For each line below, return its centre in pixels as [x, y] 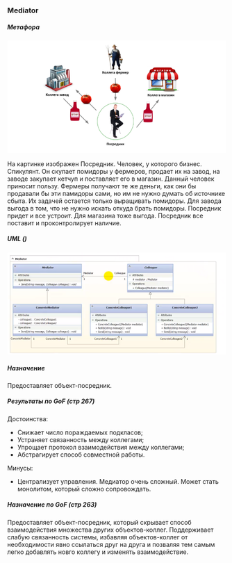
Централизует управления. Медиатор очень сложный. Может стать [118, 481]
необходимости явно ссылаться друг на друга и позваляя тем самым [111, 544]
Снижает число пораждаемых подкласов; [80, 432]
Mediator [23, 10]
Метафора [24, 27]
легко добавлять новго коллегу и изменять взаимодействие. [98, 552]
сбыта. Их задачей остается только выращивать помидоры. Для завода [114, 201]
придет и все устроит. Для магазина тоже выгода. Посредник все [105, 215]
